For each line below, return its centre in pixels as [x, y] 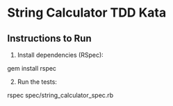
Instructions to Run [49, 38]
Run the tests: [37, 82]
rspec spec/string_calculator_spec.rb [60, 95]
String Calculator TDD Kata [87, 13]
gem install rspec [32, 68]
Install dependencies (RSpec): [60, 55]
